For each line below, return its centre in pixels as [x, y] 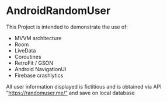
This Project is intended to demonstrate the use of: [67, 27]
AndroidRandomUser [58, 11]
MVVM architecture [38, 38]
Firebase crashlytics [39, 75]
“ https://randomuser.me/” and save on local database [71, 93]
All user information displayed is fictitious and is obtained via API [84, 86]
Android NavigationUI [40, 69]
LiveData [25, 50]
